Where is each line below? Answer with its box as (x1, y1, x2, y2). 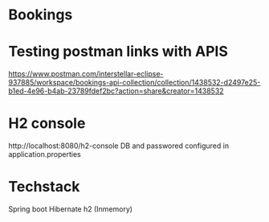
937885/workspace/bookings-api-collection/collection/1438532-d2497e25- (8, 78, 261, 88)
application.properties (8, 150, 82, 159)
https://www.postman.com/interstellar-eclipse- (8, 69, 164, 79)
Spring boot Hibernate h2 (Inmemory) (8, 204, 133, 214)
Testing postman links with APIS (8, 43, 229, 61)
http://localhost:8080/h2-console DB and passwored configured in (8, 141, 230, 150)
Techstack (8, 178, 80, 196)
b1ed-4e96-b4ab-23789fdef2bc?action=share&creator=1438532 (8, 86, 224, 96)
